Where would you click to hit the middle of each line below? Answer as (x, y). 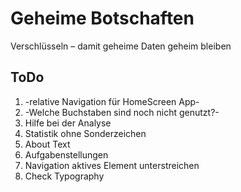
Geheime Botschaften (102, 18)
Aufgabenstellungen (66, 154)
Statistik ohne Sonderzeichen (85, 133)
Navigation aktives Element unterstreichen (112, 165)
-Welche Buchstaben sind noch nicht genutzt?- (122, 112)
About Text (47, 144)
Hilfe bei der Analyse (68, 123)
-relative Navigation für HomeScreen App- (112, 101)
